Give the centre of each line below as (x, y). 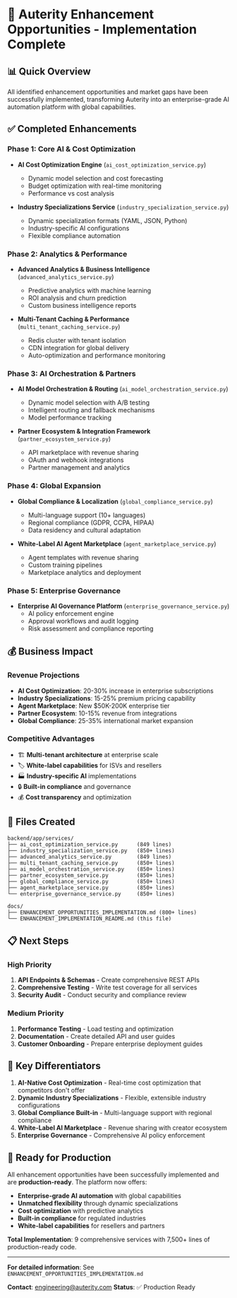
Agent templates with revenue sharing (83, 557)
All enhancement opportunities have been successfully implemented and (113, 1174)
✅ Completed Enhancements (72, 129)
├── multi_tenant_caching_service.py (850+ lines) (91, 863)
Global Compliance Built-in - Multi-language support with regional (115, 1113)
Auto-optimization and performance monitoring (97, 355)
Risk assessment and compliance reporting (91, 629)
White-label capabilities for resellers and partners (91, 1226)
